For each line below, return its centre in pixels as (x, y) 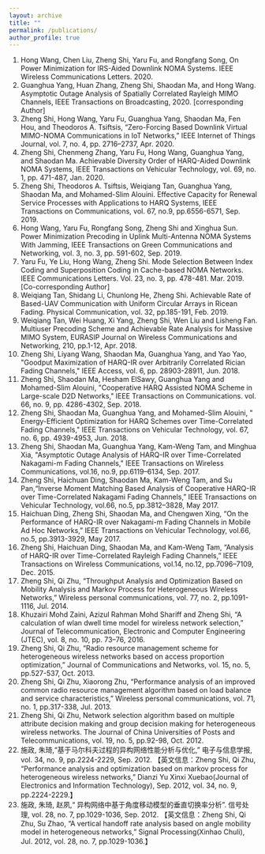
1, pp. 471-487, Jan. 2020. (63, 178)
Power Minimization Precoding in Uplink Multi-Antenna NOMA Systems (136, 236)
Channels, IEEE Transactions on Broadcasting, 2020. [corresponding (132, 102)
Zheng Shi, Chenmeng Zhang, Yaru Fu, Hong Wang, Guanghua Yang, (132, 153)
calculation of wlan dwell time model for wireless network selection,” (132, 623)
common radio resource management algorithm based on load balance (136, 690)
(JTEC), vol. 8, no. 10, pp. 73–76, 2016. (82, 640)
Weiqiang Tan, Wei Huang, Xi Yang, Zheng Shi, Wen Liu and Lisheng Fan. (139, 320)
